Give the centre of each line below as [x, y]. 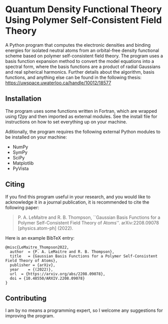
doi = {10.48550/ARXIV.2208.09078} [47, 278]
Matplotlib [23, 163]
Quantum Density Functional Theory [84, 9]
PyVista [21, 168]
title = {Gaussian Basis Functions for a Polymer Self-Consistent [84, 256]
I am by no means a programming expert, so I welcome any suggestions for [84, 310]
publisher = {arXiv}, [33, 265]
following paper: [22, 207]
